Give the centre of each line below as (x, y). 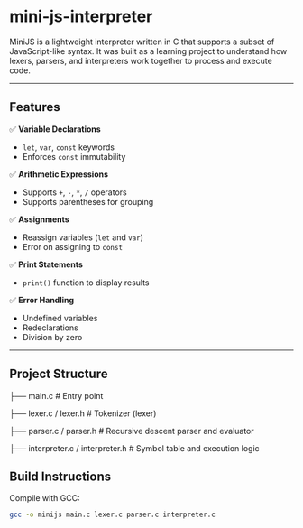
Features (35, 107)
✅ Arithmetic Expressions (59, 174)
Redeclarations (50, 328)
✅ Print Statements (46, 264)
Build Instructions (60, 476)
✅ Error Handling (42, 300)
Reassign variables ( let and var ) (83, 237)
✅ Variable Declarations (55, 129)
